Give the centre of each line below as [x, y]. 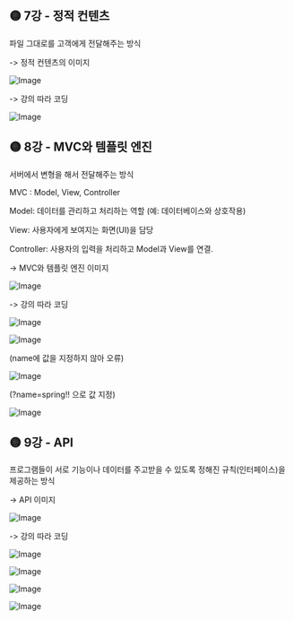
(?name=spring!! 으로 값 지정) [63, 394]
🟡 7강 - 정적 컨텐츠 [60, 16]
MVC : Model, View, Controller [65, 192]
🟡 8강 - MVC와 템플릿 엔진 [81, 147]
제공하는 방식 [32, 481]
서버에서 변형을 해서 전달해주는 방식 [72, 174]
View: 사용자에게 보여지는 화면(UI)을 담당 [82, 229]
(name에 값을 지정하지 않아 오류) [67, 357]
